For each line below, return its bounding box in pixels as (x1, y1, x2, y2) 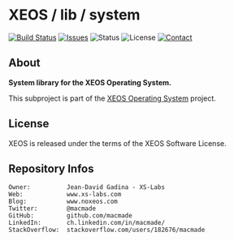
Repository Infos (8, 161, 94, 175)
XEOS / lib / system (8, 6, 141, 24)
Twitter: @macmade (8, 204, 96, 213)
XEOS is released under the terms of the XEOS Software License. (8, 138, 227, 148)
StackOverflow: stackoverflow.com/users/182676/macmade (8, 226, 206, 235)
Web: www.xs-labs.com (8, 191, 122, 199)
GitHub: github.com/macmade (8, 212, 132, 220)
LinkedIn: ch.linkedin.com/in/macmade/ (8, 219, 165, 227)
